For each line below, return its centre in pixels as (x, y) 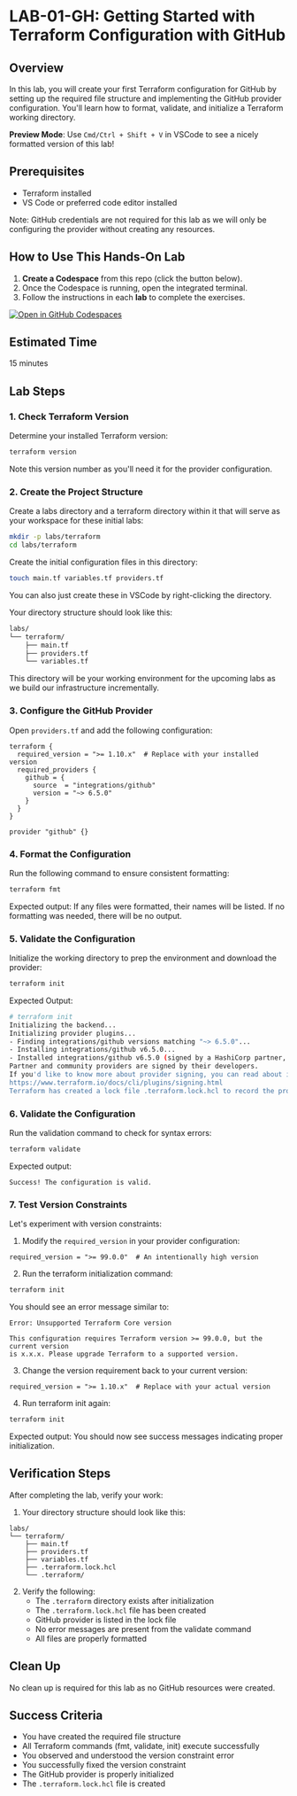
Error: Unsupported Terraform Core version (91, 1323)
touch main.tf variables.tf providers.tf (87, 579)
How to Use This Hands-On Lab (97, 257)
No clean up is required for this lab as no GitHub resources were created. (142, 1687)
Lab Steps (38, 391)
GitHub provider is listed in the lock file (106, 1620)
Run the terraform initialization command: (97, 1274)
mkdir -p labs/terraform (55, 537)
